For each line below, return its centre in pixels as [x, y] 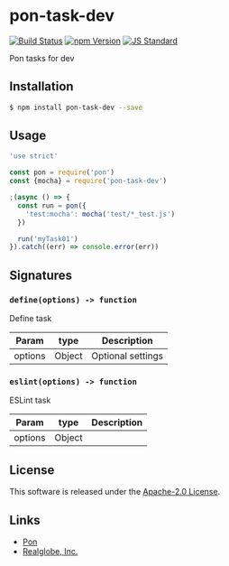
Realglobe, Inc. [50, 551]
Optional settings [128, 356]
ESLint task [30, 400]
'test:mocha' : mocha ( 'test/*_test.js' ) [101, 214]
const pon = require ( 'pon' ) [62, 172]
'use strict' [34, 156]
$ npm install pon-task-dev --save [76, 107]
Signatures [41, 275]
